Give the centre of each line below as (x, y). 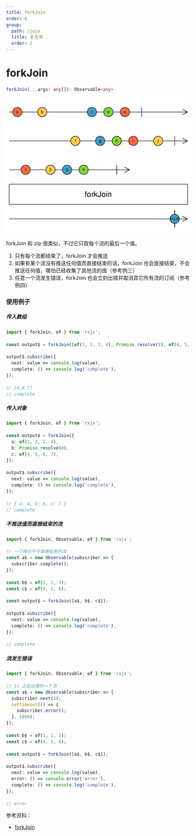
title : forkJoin (26, 12)
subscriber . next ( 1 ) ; (36, 698)
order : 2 (22, 43)
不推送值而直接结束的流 (34, 524)
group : (14, 25)
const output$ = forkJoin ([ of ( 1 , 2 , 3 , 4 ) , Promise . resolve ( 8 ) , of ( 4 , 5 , (98, 344)
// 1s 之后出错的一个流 (32, 686)
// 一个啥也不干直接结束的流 (36, 551)
